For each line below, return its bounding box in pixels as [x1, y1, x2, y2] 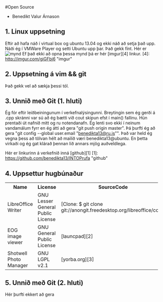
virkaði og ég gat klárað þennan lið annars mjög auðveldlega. [5, 141, 127, 147]
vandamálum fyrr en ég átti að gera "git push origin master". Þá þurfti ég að [5, 125, 156, 131]
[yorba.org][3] [61, 256, 94, 263]
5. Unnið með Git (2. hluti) [5, 279, 83, 287]
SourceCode [98, 184, 128, 191]
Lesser [37, 198, 53, 204]
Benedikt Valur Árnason [12, 14, 60, 19]
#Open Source [5, 4, 34, 10]
